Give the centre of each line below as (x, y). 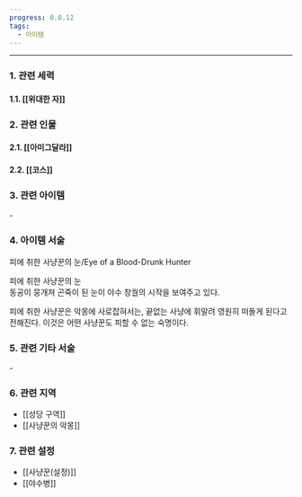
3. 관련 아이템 (37, 195)
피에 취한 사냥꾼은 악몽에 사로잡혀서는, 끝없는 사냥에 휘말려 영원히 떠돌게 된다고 (148, 311)
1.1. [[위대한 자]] (37, 99)
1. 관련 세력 (32, 75)
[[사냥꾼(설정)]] (49, 472)
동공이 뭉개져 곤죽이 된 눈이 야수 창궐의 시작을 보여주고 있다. (115, 292)
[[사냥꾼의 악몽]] (51, 426)
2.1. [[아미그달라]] (41, 147)
